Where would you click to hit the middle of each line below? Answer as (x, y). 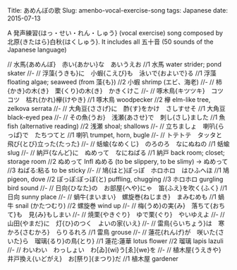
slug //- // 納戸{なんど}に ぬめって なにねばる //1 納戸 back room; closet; (116, 153)
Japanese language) (37, 49)
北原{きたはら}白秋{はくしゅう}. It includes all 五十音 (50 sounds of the (110, 42)
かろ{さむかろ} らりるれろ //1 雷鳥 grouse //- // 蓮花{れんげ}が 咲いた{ (113, 232)
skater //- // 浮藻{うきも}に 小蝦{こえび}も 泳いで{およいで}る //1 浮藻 (112, 73)
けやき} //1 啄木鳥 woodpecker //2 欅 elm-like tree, (138, 100)
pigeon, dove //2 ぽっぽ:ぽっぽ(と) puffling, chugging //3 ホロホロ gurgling (115, 179)
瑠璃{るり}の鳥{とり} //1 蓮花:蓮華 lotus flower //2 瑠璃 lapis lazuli (129, 241)
